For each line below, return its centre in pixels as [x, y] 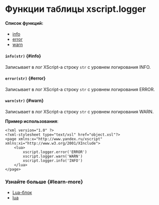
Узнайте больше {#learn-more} [44, 182]
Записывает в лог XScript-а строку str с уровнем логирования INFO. [78, 67]
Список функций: [24, 23]
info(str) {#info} [23, 56]
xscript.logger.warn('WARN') [53, 156]
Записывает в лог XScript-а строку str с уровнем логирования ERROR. [80, 89]
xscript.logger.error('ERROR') [55, 152]
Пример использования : [32, 121]
